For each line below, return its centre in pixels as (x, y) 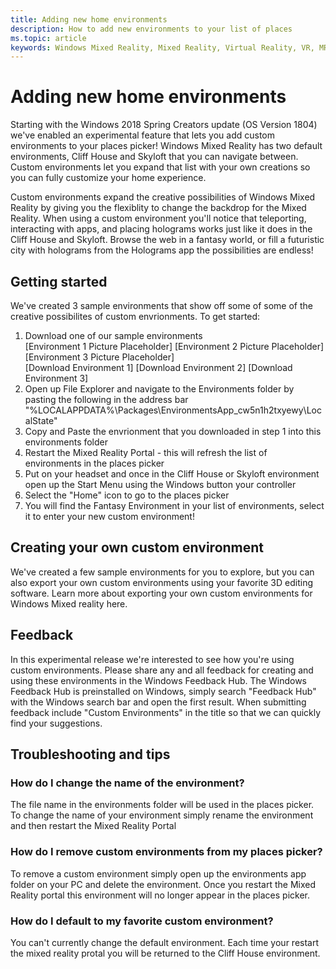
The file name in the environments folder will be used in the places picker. (162, 805)
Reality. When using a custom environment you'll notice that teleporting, (158, 218)
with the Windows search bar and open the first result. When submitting (158, 702)
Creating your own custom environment (137, 547)
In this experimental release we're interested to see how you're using (152, 659)
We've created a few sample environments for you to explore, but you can (162, 572)
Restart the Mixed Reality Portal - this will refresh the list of (146, 452)
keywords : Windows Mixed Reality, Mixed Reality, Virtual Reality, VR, (162, 47)
